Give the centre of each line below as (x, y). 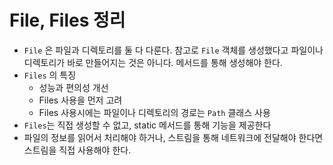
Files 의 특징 (50, 75)
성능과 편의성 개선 (73, 87)
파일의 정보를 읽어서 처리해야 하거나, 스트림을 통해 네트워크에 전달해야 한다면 (173, 137)
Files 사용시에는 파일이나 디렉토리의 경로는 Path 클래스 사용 (154, 112)
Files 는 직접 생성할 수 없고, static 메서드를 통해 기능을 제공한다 (147, 125)
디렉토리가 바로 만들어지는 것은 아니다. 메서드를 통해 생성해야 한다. (153, 62)
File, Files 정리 (67, 20)
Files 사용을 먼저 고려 (80, 100)
